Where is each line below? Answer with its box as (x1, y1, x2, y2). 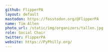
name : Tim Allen (5, 21, 39, 26)
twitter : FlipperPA (5, 35, 46, 40)
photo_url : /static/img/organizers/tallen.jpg (5, 26, 104, 31)
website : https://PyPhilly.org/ (5, 40, 72, 45)
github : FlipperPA (5, 7, 43, 12)
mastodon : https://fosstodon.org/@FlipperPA (5, 16, 99, 21)
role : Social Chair (5, 30, 46, 35)
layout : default (5, 12, 39, 17)
